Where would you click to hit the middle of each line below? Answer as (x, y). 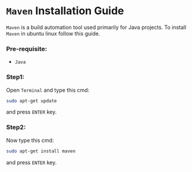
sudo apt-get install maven (41, 151)
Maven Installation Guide (65, 11)
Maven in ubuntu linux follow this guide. (53, 33)
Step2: (16, 127)
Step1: (15, 77)
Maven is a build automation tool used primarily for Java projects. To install (96, 27)
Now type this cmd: (30, 140)
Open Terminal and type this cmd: (48, 90)
